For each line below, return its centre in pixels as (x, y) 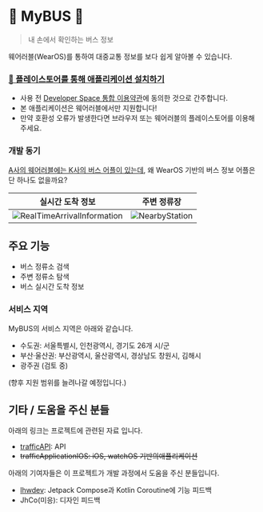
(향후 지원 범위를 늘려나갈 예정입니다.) (68, 382)
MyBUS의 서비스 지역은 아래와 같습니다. (71, 328)
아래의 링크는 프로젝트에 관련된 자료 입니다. (76, 430)
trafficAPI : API (43, 446)
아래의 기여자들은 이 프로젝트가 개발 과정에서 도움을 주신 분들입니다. (114, 473)
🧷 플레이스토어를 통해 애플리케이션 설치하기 (87, 79)
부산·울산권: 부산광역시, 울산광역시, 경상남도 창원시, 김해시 (110, 355)
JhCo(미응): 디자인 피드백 (60, 500)
